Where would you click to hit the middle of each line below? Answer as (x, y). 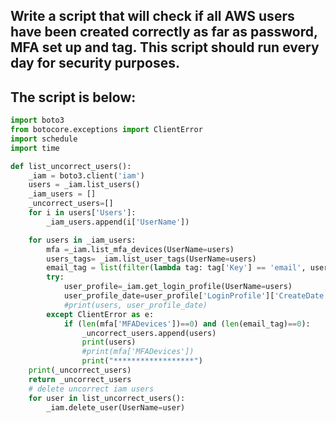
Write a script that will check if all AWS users (152, 16)
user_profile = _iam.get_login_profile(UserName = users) (178, 287)
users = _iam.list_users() (84, 185)
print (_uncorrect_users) (80, 370)
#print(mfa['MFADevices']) (138, 352)
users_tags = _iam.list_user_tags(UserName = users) (151, 259)
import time (35, 148)
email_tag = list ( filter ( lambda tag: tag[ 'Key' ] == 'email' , (176, 268)
